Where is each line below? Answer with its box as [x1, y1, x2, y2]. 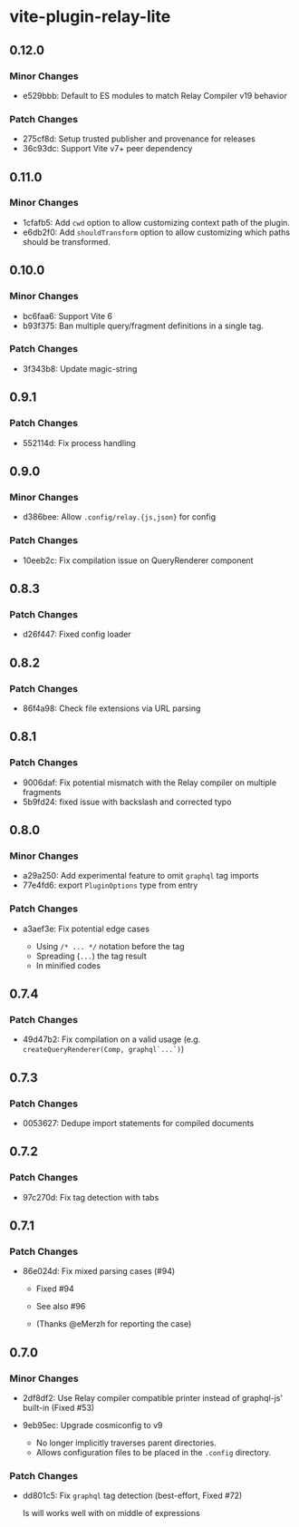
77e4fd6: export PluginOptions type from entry [22, 880, 198, 890]
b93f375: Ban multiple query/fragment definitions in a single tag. [22, 320, 265, 331]
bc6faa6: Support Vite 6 [22, 310, 113, 321]
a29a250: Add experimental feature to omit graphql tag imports [22, 870, 260, 881]
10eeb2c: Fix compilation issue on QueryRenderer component [22, 555, 254, 566]
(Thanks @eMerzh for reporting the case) [35, 1318, 192, 1329]
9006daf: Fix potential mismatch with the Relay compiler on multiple [22, 777, 277, 788]
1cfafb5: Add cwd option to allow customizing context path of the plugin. [22, 217, 290, 228]
